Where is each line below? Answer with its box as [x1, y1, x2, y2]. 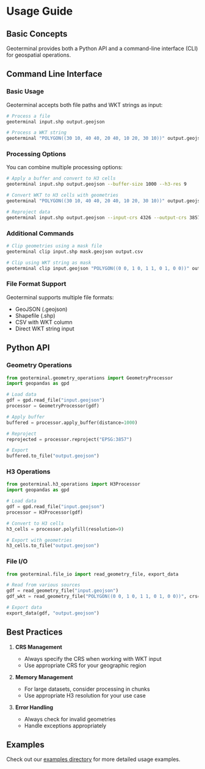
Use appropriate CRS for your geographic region [24, 661, 146, 669]
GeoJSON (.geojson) [15, 305, 68, 313]
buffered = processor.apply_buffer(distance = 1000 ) [6, 420, 138, 426]
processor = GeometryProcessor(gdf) [6, 403, 99, 409]
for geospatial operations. [6, 51, 71, 59]
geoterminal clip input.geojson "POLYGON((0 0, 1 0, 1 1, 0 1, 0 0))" [6, 265, 190, 271]
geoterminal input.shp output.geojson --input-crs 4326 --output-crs [6, 214, 187, 220]
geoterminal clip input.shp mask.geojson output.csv [6, 249, 143, 255]
